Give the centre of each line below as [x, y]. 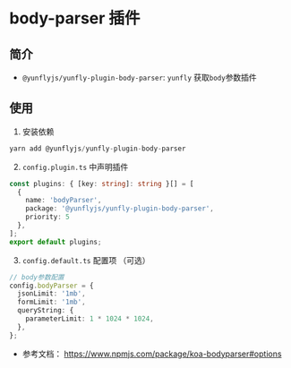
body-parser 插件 [75, 18]
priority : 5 [47, 217]
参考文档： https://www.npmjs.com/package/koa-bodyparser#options [152, 354]
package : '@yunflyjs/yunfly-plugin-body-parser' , [120, 209]
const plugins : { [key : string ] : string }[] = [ [102, 184]
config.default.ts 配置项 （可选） [86, 260]
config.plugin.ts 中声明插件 [75, 167]
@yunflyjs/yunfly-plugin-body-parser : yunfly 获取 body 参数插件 [139, 77]
